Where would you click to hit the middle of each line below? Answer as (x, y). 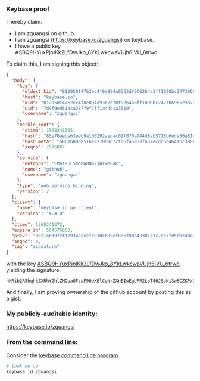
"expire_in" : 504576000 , (42, 230)
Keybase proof (28, 9)
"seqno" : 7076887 (43, 147)
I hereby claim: (24, 22)
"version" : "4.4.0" (41, 213)
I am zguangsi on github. (45, 33)
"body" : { (24, 80)
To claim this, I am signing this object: (52, 64)
